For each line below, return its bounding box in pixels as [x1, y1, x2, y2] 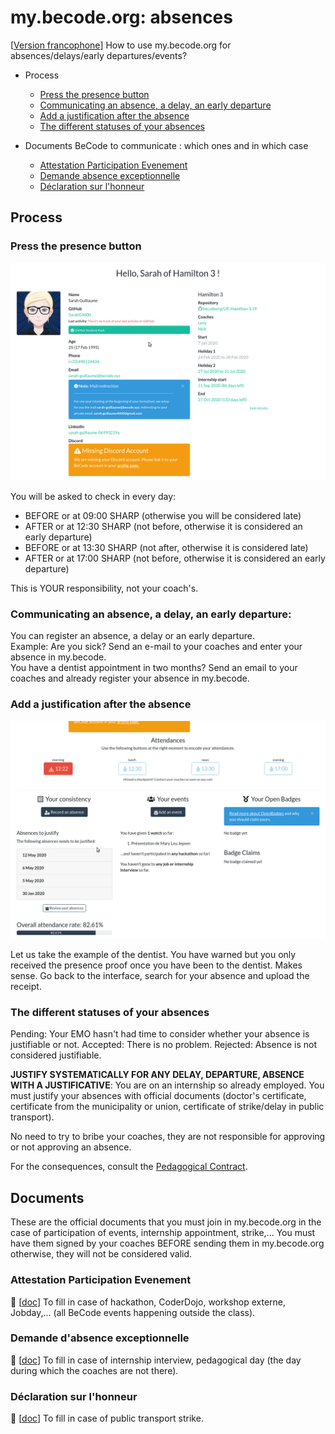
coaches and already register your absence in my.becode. [10, 672, 250, 685]
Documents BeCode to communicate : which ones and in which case [24, 139, 309, 151]
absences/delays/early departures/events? [10, 49, 188, 61]
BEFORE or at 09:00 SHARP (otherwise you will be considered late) [24, 510, 302, 522]
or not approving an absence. [10, 1141, 132, 1153]
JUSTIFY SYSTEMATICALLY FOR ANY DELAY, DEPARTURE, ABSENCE [10, 1069, 305, 1081]
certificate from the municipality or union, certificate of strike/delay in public [10, 1101, 325, 1113]
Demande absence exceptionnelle [39, 169, 181, 181]
